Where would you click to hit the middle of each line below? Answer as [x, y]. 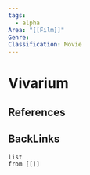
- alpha [28, 23]
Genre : [19, 37]
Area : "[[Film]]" [36, 30]
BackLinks [34, 139]
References [37, 112]
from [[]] [24, 164]
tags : [17, 15]
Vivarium [38, 84]
